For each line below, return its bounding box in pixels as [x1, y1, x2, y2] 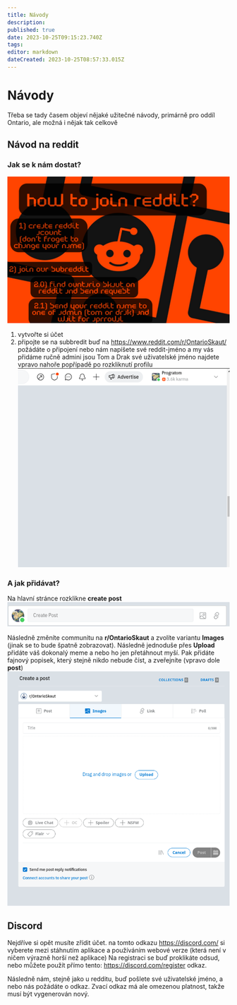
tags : [7, 41, 23, 49]
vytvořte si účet [17, 331, 63, 339]
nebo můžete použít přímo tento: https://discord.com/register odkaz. [7, 961, 207, 970]
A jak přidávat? [7, 578, 60, 588]
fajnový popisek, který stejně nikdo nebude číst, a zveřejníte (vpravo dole [7, 655, 220, 664]
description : [7, 18, 46, 26]
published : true [7, 26, 55, 33]
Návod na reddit [7, 138, 79, 151]
